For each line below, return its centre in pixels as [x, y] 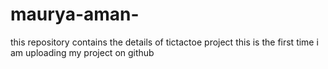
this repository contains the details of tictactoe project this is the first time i [164, 42]
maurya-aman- [75, 14]
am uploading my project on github [82, 52]
